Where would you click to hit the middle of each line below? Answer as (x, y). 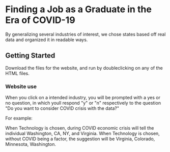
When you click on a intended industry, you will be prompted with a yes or (83, 98)
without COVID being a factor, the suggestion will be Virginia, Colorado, (80, 139)
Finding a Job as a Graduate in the (78, 9)
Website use (21, 86)
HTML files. (17, 73)
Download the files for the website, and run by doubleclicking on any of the (84, 68)
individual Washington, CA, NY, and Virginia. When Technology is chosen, (83, 134)
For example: (19, 118)
